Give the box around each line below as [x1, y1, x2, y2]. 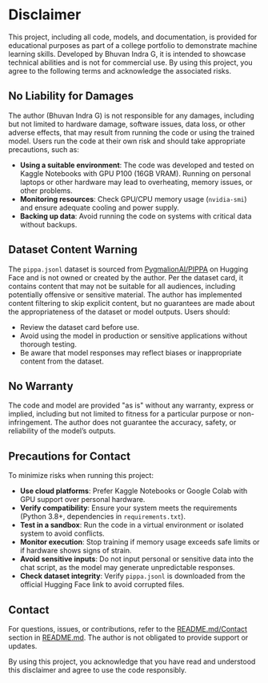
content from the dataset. [19, 356, 104, 366]
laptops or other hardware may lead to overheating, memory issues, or [19, 177, 253, 187]
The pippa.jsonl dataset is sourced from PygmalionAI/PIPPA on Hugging [8, 264, 249, 274]
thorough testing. [19, 339, 78, 349]
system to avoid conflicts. [19, 528, 106, 538]
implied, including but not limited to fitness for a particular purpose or [8, 409, 238, 419]
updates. [8, 641, 38, 650]
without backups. [19, 219, 78, 229]
